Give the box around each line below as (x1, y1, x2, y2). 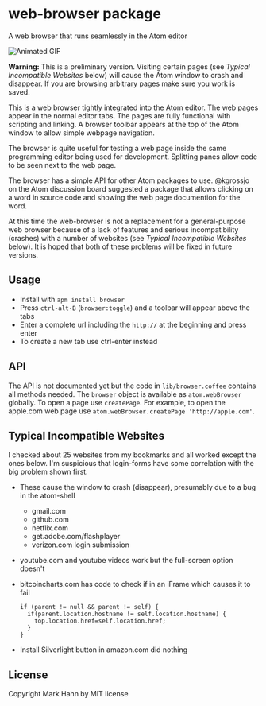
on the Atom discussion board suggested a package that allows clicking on (8, 184, 254, 193)
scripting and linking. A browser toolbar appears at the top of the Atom (8, 119, 240, 129)
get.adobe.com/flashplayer (31, 532, 121, 541)
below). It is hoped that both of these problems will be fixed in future (8, 242, 233, 251)
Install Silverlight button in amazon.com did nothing (19, 645, 188, 654)
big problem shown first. (8, 467, 89, 477)
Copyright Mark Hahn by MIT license (8, 689, 129, 699)
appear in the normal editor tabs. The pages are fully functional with (8, 111, 231, 120)
